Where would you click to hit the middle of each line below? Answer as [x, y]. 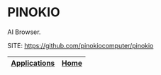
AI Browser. [24, 32]
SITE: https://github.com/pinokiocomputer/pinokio [80, 45]
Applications [33, 63]
